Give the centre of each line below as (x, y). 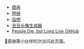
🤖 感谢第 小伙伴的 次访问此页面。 (36, 41)
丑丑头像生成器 (27, 25)
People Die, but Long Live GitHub (45, 31)
